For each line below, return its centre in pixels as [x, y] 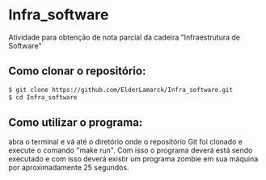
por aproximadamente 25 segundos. [69, 168]
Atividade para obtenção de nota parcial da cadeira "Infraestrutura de [125, 37]
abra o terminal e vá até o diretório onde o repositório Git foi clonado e [126, 142]
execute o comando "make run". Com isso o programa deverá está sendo [131, 150]
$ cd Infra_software [43, 97]
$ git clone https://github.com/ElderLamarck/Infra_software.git [120, 90]
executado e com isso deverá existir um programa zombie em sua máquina [133, 159]
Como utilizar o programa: [76, 122]
